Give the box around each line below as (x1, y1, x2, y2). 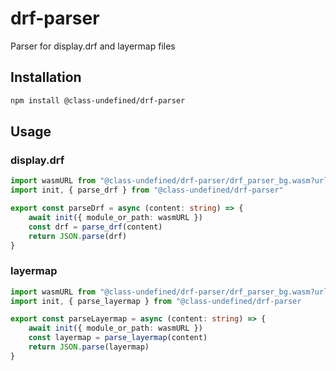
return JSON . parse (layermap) (28, 342, 150, 352)
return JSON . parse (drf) (28, 231, 128, 241)
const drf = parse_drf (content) (28, 222, 163, 232)
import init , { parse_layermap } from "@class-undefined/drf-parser (10, 296, 302, 306)
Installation (10, 69, 82, 86)
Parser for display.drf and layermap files (10, 40, 176, 52)
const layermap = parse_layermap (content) (28, 333, 208, 343)
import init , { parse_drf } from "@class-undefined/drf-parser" (10, 185, 284, 196)
